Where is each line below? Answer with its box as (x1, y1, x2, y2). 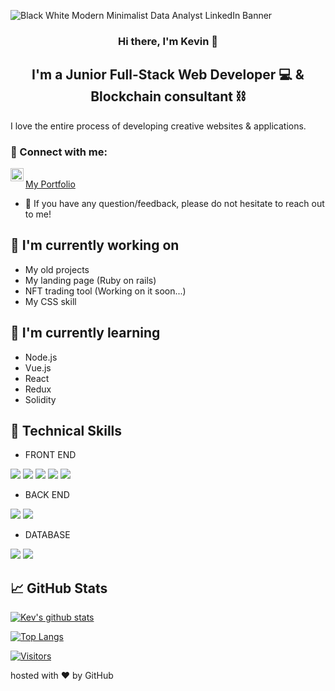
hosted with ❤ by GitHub (10, 670, 114, 682)
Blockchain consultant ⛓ (90, 88, 246, 105)
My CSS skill (24, 295, 77, 307)
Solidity (24, 393, 57, 405)
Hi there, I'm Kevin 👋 (118, 34, 218, 48)
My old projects (24, 263, 90, 275)
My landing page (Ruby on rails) (24, 274, 157, 286)
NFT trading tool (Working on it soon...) (24, 285, 187, 297)
